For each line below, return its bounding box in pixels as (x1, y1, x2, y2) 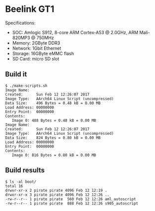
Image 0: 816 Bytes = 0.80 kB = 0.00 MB (11, 153, 97, 158)
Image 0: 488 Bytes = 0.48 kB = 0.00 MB (11, 118, 97, 123)
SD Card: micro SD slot (12, 55, 59, 61)
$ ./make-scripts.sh (5, 83, 48, 88)
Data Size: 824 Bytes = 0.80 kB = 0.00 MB (5, 135, 101, 140)
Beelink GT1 (5, 3, 54, 15)
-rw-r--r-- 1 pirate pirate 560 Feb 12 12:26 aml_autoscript (5, 197, 136, 202)
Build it (5, 70, 27, 79)
